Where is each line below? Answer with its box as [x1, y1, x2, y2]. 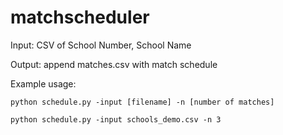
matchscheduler [10, 6, 150, 29]
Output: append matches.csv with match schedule [10, 58, 218, 70]
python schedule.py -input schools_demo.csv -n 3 [10, 114, 222, 125]
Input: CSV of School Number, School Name [10, 39, 192, 51]
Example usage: [10, 77, 77, 90]
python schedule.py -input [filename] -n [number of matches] [10, 97, 275, 107]
